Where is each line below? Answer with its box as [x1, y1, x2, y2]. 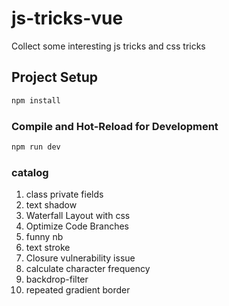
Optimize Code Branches [25, 220, 130, 232]
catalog [11, 165, 49, 179]
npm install [11, 95, 61, 106]
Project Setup [11, 69, 99, 86]
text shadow [25, 199, 78, 211]
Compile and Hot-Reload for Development [11, 119, 219, 133]
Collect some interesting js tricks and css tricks [11, 40, 206, 52]
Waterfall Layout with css [25, 210, 131, 222]
